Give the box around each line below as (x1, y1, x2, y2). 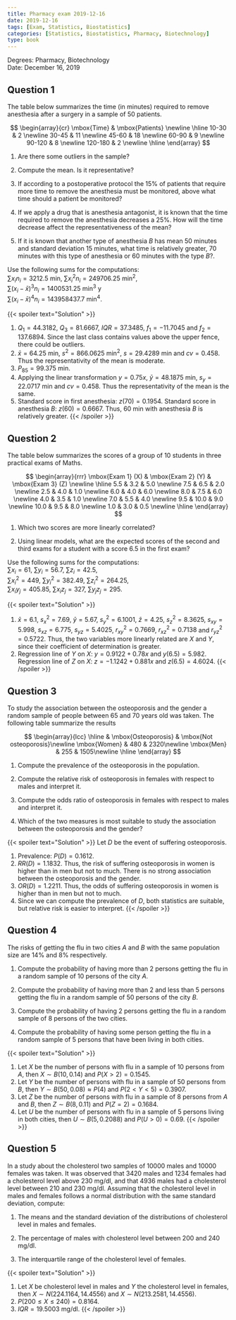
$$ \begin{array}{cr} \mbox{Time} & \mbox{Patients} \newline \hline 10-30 (10, 123, 227, 132)
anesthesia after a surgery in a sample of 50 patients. (7, 110, 162, 118)
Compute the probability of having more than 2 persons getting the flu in (17, 964, 228, 973)
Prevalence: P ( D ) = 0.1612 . (17, 852, 95, 860)
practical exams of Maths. (7, 459, 83, 467)
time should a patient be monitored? (17, 194, 123, 203)
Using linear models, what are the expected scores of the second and (17, 537, 220, 546)
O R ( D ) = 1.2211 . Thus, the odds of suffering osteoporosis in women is (17, 881, 219, 890)
